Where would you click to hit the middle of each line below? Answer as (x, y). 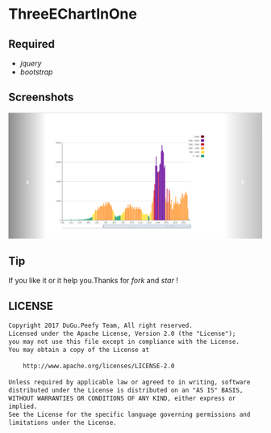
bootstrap (36, 72)
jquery (31, 63)
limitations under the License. (63, 423)
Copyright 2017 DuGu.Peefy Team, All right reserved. (101, 326)
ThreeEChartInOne (73, 14)
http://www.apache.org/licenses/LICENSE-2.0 (99, 366)
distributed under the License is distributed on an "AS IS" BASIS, (126, 391)
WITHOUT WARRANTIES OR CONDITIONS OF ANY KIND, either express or (122, 399)
